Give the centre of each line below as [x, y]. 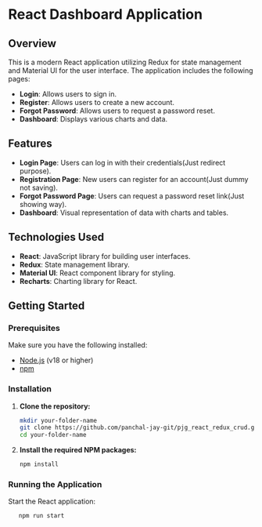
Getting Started [47, 306]
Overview [32, 44]
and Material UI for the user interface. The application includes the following [131, 71]
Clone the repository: [55, 406]
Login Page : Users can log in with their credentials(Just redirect [122, 162]
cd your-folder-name [53, 435]
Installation [30, 389]
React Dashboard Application [106, 15]
